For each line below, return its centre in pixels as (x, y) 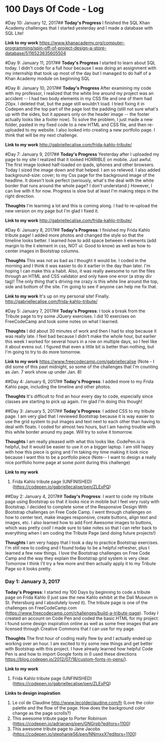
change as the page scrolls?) (42, 713)
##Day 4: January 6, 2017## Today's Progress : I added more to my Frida (79, 381)
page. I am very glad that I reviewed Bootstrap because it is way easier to (80, 416)
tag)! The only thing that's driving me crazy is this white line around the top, (82, 281)
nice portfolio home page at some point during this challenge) (68, 462)
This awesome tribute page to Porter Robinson (60, 718)
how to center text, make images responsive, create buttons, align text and (81, 517)
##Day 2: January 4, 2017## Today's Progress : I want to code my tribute (79, 496)
